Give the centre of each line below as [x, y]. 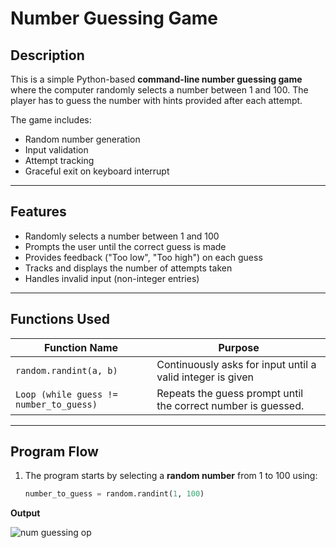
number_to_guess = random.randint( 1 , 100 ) [114, 494]
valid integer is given [205, 377]
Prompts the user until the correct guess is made [125, 246]
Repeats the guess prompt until [230, 393]
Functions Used [60, 319]
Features [38, 212]
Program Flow [54, 452]
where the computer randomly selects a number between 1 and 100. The [159, 90]
